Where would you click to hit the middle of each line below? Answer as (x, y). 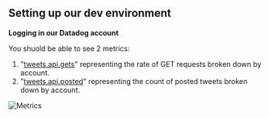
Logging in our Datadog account (63, 32)
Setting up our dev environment (90, 13)
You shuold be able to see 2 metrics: (69, 48)
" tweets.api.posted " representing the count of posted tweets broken (134, 81)
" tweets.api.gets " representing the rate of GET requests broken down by (141, 64)
